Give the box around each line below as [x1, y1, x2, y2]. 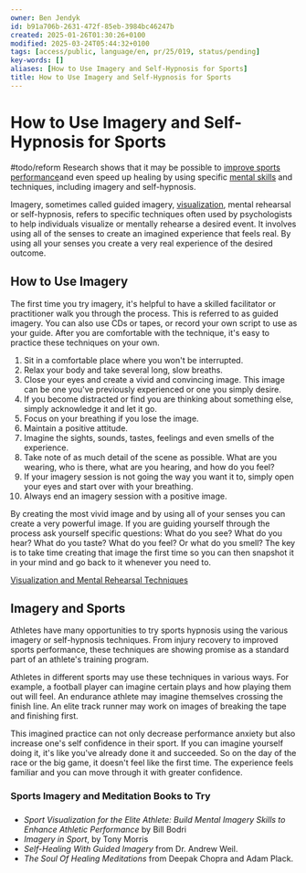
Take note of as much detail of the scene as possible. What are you [23, 451, 278, 462]
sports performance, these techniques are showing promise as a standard [10, 645, 290, 656]
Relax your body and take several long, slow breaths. [23, 364, 223, 375]
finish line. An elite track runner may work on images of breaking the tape [10, 700, 287, 712]
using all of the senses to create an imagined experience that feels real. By [10, 227, 291, 238]
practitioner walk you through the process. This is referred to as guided [10, 308, 280, 319]
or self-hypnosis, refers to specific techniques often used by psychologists [10, 208, 293, 219]
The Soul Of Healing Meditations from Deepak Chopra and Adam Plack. [23, 853, 294, 864]
